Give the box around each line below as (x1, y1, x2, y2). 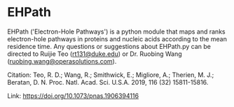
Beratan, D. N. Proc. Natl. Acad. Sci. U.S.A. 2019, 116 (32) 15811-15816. (7, 78, 209, 86)
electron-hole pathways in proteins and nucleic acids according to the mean (7, 34, 228, 43)
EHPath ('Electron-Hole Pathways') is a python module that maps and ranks (7, 27, 226, 36)
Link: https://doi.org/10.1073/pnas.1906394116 (7, 92, 139, 100)
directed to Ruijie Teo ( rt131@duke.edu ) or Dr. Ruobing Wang (7, 50, 182, 58)
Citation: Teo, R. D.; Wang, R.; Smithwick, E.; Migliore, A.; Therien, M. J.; (7, 71, 214, 79)
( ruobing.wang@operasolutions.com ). (7, 57, 117, 65)
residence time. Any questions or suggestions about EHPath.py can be (7, 42, 212, 50)
